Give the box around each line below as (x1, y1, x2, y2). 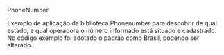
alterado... (7, 41, 37, 49)
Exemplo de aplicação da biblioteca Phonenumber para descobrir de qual (7, 19, 217, 27)
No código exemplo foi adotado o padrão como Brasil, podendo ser (7, 34, 200, 42)
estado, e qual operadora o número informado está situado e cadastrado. (7, 27, 217, 34)
